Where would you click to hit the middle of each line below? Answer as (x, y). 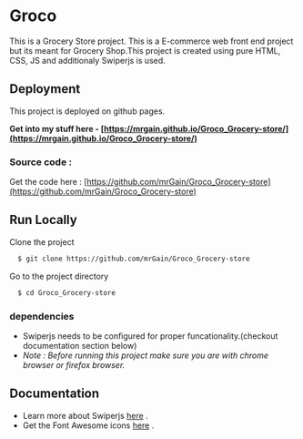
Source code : (41, 162)
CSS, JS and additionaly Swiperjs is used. (87, 60)
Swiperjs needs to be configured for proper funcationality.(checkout (150, 336)
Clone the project (42, 241)
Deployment (45, 89)
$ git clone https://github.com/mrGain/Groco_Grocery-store (134, 259)
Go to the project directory (59, 276)
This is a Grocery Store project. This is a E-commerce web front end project (151, 41)
